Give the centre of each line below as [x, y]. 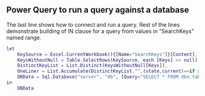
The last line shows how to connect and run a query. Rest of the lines [93, 24]
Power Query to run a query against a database [98, 10]
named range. [24, 37]
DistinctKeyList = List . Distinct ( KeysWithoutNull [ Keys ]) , [92, 66]
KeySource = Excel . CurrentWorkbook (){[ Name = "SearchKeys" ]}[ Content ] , [108, 54]
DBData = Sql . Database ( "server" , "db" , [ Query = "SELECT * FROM [98, 77]
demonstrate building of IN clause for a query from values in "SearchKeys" [100, 31]
